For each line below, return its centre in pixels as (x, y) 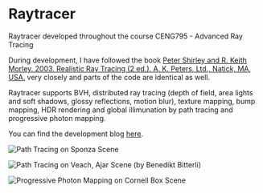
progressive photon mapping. (57, 118)
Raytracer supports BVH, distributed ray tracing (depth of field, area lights (131, 92)
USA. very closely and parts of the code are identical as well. (109, 77)
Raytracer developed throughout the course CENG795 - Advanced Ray (126, 36)
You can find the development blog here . (76, 134)
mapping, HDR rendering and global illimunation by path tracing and (121, 110)
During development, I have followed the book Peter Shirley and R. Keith (127, 60)
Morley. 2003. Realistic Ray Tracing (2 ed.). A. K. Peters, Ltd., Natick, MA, (130, 68)
